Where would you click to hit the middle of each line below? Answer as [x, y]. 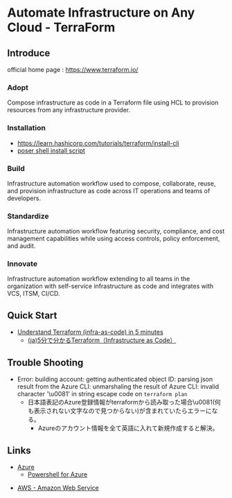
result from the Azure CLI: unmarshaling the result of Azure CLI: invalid [118, 386]
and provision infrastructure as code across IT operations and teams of [109, 190]
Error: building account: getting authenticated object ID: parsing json [115, 380]
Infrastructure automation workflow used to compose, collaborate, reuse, [111, 183]
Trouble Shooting [45, 363]
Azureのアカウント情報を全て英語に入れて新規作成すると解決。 [128, 428]
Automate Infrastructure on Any [101, 13]
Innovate [23, 264]
